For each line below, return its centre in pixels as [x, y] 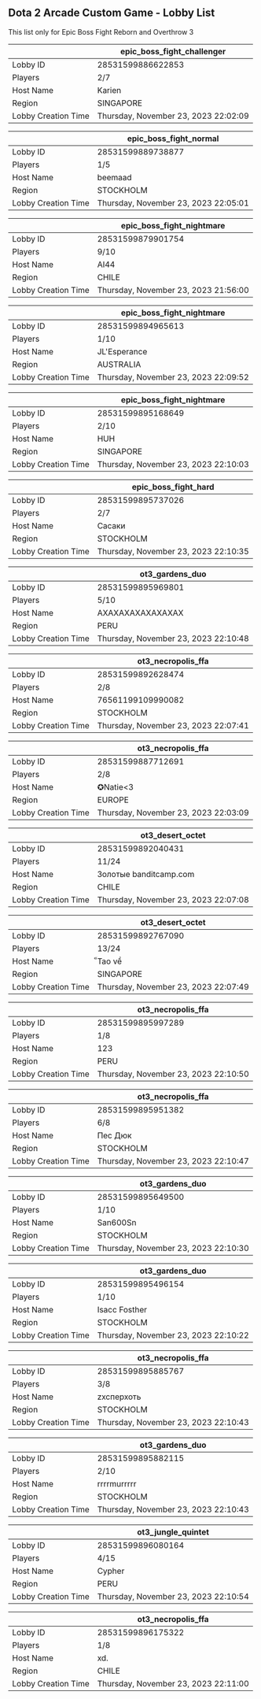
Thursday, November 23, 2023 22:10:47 [173, 1160]
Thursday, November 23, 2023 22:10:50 [173, 1074]
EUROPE [113, 800]
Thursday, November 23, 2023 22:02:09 [173, 116]
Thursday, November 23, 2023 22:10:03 [173, 464]
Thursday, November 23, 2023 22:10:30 [173, 1248]
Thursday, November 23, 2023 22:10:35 [173, 551]
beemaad [114, 177]
